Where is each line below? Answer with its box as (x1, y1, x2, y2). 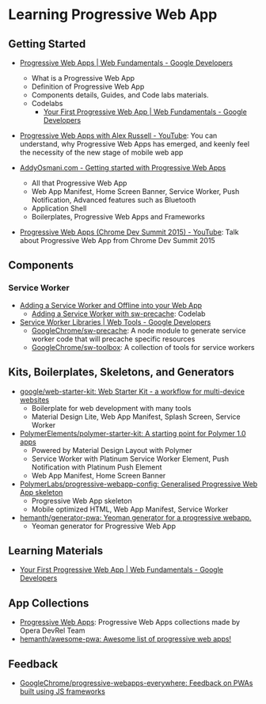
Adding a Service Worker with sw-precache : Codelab (31, 309, 206, 318)
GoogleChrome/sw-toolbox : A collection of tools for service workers (31, 342, 255, 352)
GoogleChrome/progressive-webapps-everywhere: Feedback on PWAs (19, 678, 253, 687)
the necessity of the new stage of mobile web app (19, 148, 184, 157)
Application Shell (31, 204, 87, 213)
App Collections (8, 596, 89, 610)
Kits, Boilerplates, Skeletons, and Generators (8, 366, 235, 379)
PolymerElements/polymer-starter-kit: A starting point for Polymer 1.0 (19, 428, 247, 438)
